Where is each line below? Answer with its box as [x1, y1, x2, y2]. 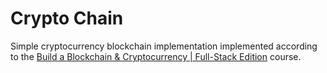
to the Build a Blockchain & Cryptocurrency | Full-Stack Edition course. [10, 50, 302, 62]
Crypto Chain [10, 7, 124, 30]
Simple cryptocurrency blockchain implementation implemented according [10, 40, 318, 52]
